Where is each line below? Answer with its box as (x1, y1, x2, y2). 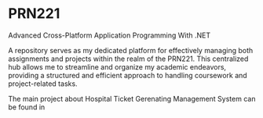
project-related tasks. (8, 79, 78, 88)
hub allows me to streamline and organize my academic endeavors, (8, 62, 226, 71)
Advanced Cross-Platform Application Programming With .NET (8, 30, 211, 40)
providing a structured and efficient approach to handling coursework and (8, 70, 247, 80)
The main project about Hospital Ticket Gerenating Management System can (8, 94, 256, 103)
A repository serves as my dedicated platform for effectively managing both (8, 45, 254, 55)
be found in (8, 102, 46, 112)
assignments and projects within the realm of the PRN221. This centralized (8, 54, 249, 63)
